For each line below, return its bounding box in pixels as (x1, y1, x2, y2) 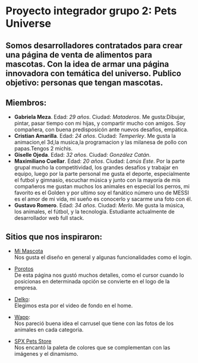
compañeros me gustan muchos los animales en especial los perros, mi (14, 183, 190, 190)
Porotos (14, 266, 34, 273)
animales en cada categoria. (14, 326, 84, 333)
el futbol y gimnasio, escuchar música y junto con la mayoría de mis (14, 176, 181, 184)
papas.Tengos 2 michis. (14, 145, 73, 152)
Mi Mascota (14, 248, 43, 255)
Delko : (14, 296, 30, 303)
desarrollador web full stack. (14, 214, 84, 222)
